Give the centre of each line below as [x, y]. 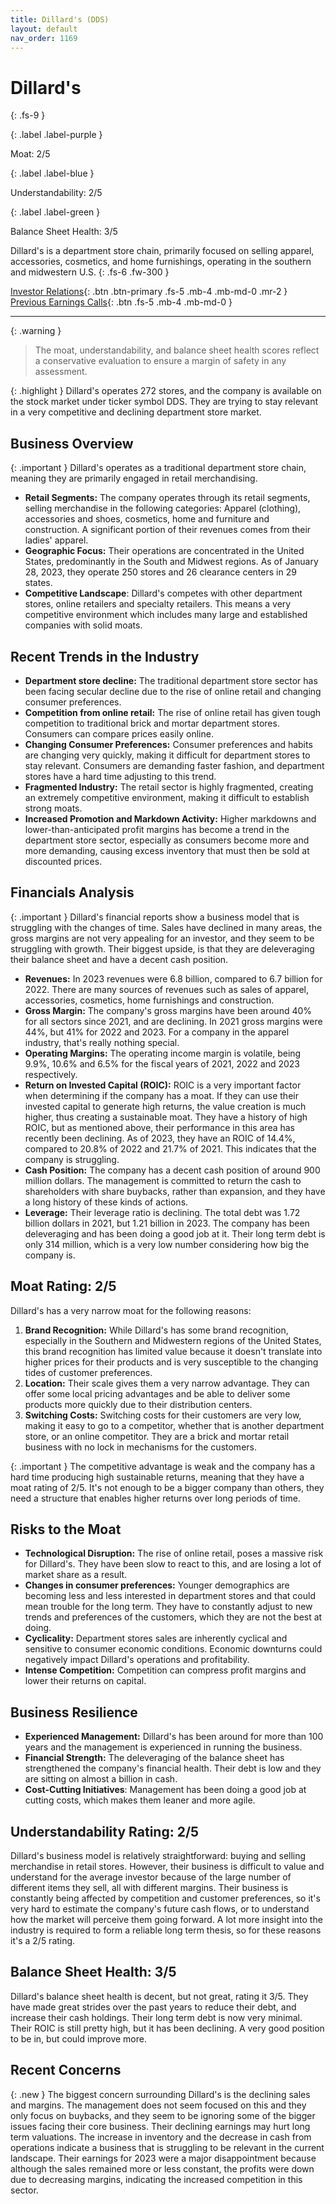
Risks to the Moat [66, 1529]
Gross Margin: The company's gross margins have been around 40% [168, 1010]
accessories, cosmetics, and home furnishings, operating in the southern [161, 262]
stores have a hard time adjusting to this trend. [120, 776]
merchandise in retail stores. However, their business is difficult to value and [167, 1866]
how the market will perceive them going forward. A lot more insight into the [166, 1919]
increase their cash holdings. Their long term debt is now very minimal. [156, 2017]
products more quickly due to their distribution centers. [138, 1404]
